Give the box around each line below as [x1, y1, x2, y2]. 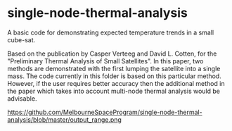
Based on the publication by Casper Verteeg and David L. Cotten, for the [7, 49, 217, 58]
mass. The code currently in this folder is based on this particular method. [7, 72, 221, 80]
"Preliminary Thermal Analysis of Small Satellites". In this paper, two [7, 56, 204, 65]
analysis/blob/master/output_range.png [7, 115, 122, 124]
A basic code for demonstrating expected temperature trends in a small [7, 28, 214, 37]
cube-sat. [7, 35, 36, 44]
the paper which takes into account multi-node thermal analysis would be [7, 87, 220, 95]
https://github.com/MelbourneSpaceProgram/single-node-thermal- [7, 108, 202, 116]
